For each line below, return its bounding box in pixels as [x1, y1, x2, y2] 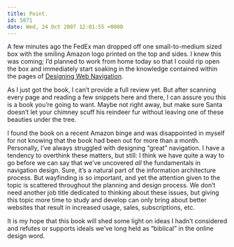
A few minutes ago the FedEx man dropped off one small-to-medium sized [7, 43, 222, 51]
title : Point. [7, 10, 49, 17]
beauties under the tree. [7, 115, 77, 124]
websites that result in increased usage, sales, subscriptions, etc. [7, 204, 196, 212]
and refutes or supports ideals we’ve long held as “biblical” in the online [7, 225, 214, 233]
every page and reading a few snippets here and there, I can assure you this [7, 93, 227, 101]
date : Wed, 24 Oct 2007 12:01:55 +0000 [7, 23, 124, 30]
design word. [7, 232, 45, 240]
